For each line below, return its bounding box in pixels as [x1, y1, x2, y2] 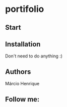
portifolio [5, 3, 44, 15]
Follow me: [5, 95, 40, 104]
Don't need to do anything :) [5, 53, 63, 59]
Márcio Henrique [5, 81, 40, 87]
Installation [5, 40, 41, 48]
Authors [5, 67, 31, 76]
